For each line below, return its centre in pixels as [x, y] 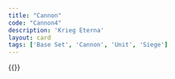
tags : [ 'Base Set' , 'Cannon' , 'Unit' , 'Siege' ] [88, 45]
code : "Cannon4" [35, 23]
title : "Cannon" [35, 15]
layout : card [30, 38]
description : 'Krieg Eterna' [56, 30]
